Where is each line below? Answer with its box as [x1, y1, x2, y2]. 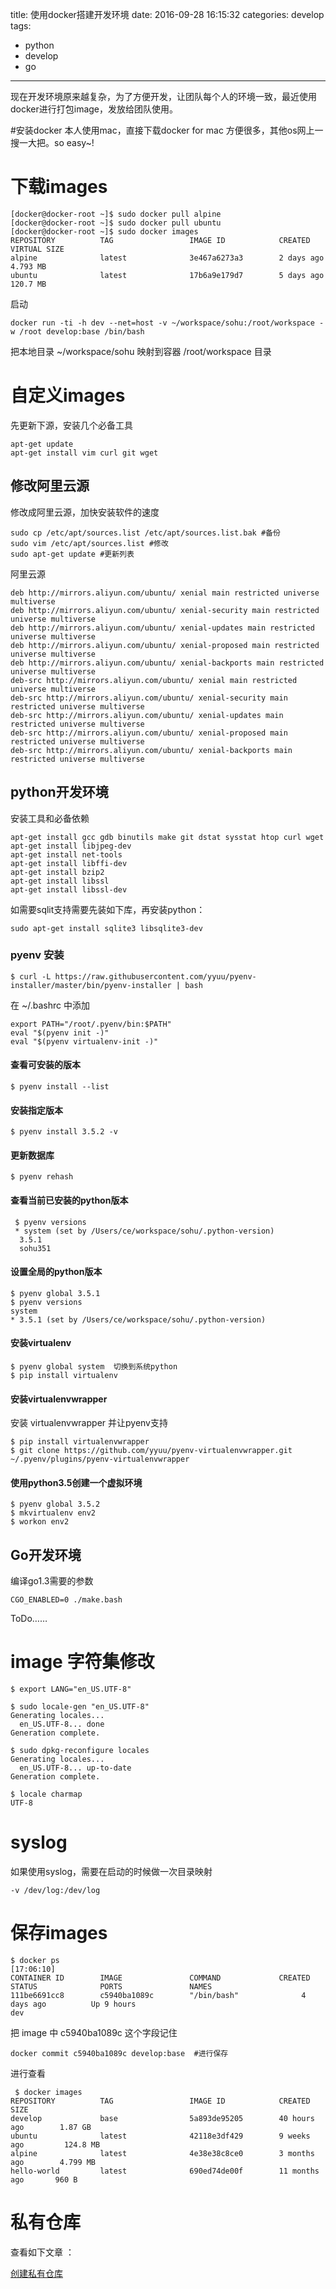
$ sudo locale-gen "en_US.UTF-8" [10, 1702, 150, 1712]
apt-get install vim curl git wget [10, 448, 159, 458]
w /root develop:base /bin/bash [10, 326, 145, 337]
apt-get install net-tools [10, 849, 123, 860]
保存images [10, 1922, 108, 1945]
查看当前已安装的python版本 [10, 1194, 129, 1206]
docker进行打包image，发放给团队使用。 [10, 103, 179, 115]
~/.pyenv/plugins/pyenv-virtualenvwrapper [10, 1454, 190, 1465]
